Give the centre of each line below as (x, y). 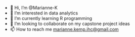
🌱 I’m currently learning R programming (51, 18)
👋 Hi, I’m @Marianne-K (34, 8)
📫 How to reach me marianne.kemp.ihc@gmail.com (64, 29)
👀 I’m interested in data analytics (44, 13)
